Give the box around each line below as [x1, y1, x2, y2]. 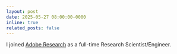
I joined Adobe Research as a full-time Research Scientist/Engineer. [6, 41, 172, 48]
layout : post [6, 8, 39, 15]
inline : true [6, 19, 39, 25]
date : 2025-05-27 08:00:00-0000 [6, 14, 86, 20]
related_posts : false [6, 25, 60, 31]
